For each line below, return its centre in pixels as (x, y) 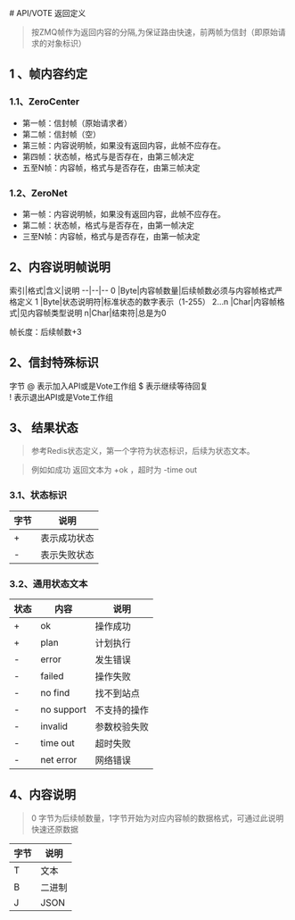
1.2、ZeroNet (39, 193)
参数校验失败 (122, 727)
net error (59, 760)
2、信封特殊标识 (54, 363)
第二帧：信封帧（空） (61, 134)
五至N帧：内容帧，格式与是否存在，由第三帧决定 (111, 167)
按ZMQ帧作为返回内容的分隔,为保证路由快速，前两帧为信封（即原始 (154, 32)
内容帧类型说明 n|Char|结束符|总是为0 (97, 313)
